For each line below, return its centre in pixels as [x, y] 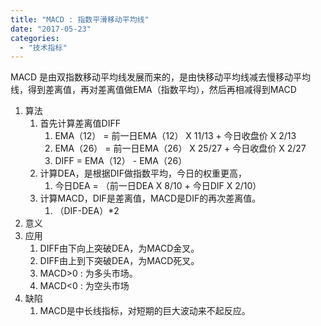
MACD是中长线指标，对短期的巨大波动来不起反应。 [145, 311]
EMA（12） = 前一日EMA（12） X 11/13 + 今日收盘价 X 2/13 [175, 136]
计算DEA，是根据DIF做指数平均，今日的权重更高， [143, 173]
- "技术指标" [43, 47]
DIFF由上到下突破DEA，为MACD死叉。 [119, 261]
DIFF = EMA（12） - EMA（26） [121, 161]
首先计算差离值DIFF [80, 123]
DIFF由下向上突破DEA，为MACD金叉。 [119, 248]
